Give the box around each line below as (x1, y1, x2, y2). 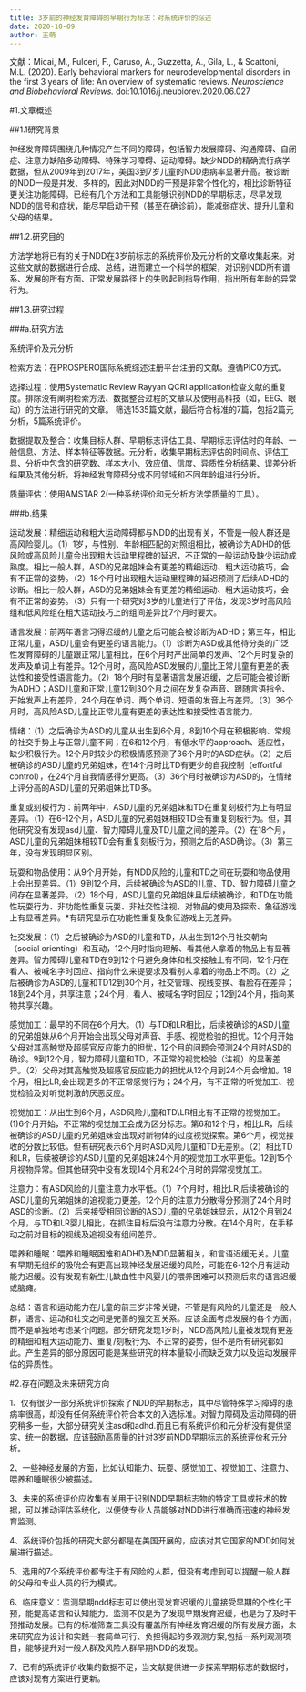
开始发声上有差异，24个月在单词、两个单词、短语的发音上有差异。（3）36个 (9, 694, 294, 706)
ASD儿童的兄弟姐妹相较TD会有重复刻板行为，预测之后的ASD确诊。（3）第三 (9, 836, 294, 847)
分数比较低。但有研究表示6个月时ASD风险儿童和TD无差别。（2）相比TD (25, 1141, 293, 1153)
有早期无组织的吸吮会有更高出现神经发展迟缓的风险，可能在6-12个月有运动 (9, 1259, 290, 1271)
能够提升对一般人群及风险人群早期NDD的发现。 (25, 1642, 203, 1654)
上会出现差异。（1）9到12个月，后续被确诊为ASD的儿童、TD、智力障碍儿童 (9, 878, 289, 889)
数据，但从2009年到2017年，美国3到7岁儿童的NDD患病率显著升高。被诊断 (9, 166, 290, 178)
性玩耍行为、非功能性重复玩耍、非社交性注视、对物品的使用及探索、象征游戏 (9, 901, 297, 912)
